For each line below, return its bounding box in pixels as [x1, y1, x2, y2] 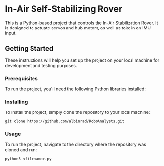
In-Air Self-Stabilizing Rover [5, 3, 123, 15]
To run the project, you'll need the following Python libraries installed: [5, 86, 146, 92]
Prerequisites [5, 75, 38, 82]
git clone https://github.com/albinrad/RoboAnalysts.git [5, 119, 125, 124]
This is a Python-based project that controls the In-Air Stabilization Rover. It [5, 20, 159, 26]
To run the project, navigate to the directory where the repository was [5, 141, 147, 147]
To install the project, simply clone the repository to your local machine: [5, 110, 150, 115]
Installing [5, 98, 28, 105]
